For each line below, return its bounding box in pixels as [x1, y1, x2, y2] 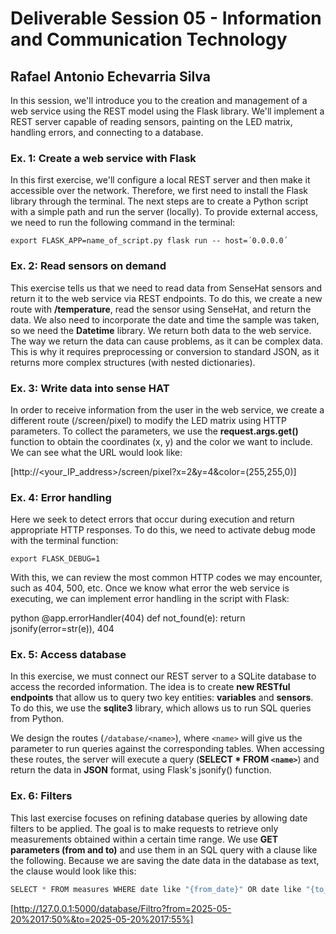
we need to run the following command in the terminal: [10, 217, 236, 229]
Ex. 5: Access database [10, 648, 127, 662]
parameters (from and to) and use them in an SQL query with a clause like [10, 843, 318, 856]
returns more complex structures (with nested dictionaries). [10, 356, 256, 368]
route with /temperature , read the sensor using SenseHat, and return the [10, 303, 312, 315]
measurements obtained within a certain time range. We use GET [10, 833, 279, 845]
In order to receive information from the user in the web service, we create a [10, 403, 325, 416]
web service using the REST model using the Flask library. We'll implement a [10, 105, 325, 117]
